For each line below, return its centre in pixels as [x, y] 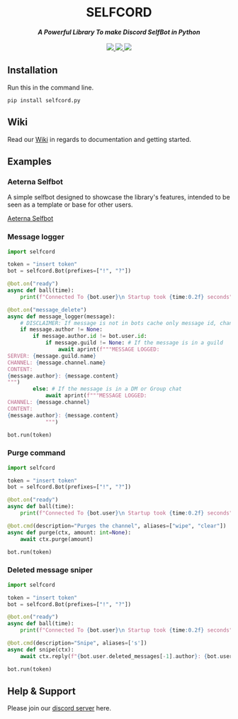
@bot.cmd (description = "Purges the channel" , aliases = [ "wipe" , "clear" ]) [117, 526]
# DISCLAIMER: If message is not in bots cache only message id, [119, 323]
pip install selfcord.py [44, 100]
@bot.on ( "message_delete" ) [47, 309]
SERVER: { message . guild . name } [52, 356]
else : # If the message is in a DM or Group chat [107, 389]
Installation [33, 71]
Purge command [36, 453]
